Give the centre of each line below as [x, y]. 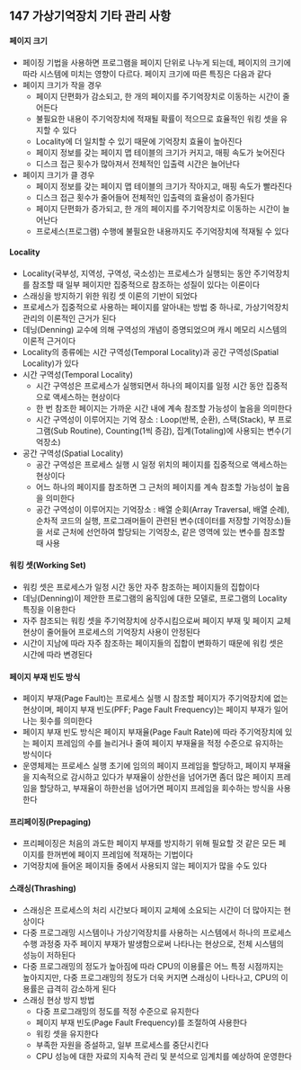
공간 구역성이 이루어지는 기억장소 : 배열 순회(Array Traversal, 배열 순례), [163, 509]
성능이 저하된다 [49, 955]
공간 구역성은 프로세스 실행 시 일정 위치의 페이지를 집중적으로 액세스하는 [162, 464]
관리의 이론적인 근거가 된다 [69, 318]
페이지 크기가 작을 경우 [62, 85]
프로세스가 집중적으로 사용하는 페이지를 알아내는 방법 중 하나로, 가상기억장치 [155, 307]
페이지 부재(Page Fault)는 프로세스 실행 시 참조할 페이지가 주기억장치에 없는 [155, 699]
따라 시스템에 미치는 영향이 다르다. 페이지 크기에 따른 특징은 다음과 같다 [147, 74]
